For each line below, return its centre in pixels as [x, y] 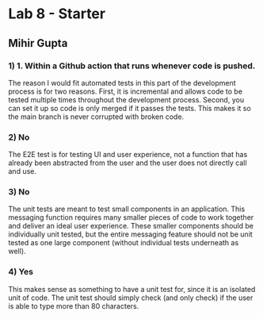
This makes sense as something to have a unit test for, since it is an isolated [132, 289]
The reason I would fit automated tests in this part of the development [122, 83]
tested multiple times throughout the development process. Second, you [126, 99]
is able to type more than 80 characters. [74, 306]
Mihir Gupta [38, 43]
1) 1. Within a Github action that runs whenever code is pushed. [132, 66]
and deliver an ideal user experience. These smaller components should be [131, 226]
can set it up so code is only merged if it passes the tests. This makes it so [130, 108]
